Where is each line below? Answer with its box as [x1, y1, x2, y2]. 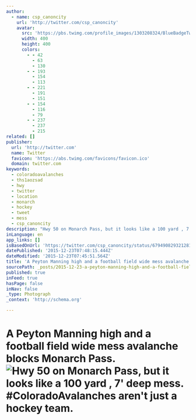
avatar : [16, 25, 35, 31]
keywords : [6, 166, 30, 173]
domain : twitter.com [11, 161, 61, 167]
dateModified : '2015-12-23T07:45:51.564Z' [6, 253, 111, 259]
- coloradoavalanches [11, 172, 64, 178]
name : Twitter [11, 150, 45, 156]
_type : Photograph [6, 291, 51, 297]
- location [11, 194, 38, 199]
